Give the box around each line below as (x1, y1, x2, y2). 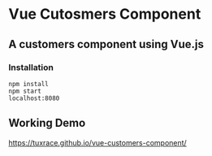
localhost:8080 (8, 94, 60, 102)
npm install (8, 80, 49, 88)
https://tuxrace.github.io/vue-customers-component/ (8, 137, 187, 147)
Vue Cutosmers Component (8, 5, 201, 24)
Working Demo (8, 116, 86, 130)
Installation (8, 62, 54, 73)
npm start (8, 87, 42, 95)
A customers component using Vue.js (8, 37, 205, 51)
